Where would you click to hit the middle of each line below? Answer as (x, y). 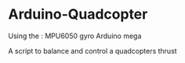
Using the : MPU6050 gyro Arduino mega (75, 36)
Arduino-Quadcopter (78, 14)
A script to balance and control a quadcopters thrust (93, 51)
